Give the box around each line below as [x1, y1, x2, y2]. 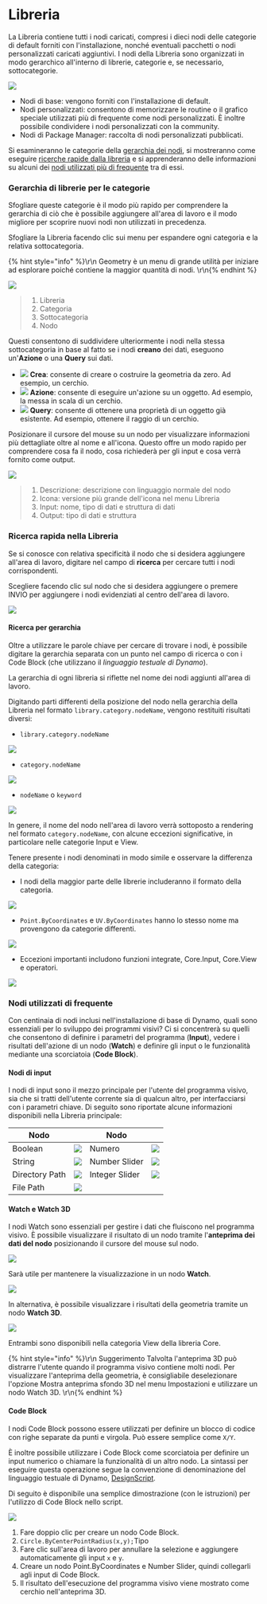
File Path [12, 1182, 45, 1193]
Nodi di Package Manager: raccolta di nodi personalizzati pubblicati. [19, 130, 244, 139]
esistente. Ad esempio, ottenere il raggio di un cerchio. [19, 414, 199, 424]
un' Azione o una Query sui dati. [8, 353, 114, 363]
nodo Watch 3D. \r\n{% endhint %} [8, 1388, 123, 1398]
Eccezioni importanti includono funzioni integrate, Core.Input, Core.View [19, 954, 257, 963]
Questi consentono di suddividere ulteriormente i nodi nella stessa [8, 336, 225, 346]
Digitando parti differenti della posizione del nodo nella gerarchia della [8, 696, 238, 706]
